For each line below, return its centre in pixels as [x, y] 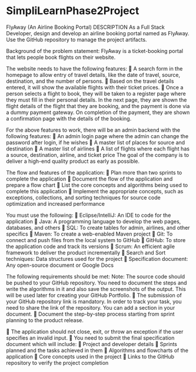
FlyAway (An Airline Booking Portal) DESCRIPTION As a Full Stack [85, 27]
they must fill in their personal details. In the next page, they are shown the [97, 100]
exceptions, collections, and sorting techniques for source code [83, 197]
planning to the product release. [45, 320]
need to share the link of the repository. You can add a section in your [91, 307]
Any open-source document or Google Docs [60, 265]
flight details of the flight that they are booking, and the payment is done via [98, 106]
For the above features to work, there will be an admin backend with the [93, 130]
